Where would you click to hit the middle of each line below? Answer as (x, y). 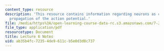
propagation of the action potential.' (50, 18)
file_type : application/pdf (34, 28)
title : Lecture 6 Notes (29, 37)
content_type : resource (29, 9)
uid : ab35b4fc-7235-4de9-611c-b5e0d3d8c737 (50, 41)
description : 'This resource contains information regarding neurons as (81, 14)
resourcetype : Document (29, 32)
